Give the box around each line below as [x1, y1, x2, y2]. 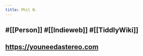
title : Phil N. [5, 7, 37, 12]
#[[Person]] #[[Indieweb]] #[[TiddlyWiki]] [5, 26, 139, 34]
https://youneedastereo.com [5, 43, 99, 51]
